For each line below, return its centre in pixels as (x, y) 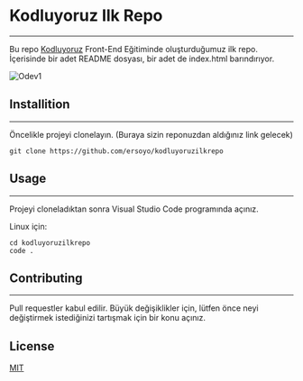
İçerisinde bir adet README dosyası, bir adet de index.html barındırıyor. (142, 59)
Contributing (46, 278)
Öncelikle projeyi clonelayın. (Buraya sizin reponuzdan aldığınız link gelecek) (151, 134)
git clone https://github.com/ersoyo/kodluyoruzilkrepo (116, 151)
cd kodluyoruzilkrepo (50, 243)
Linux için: (28, 226)
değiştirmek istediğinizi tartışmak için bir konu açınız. (107, 318)
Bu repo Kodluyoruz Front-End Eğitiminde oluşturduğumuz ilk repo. (134, 49)
